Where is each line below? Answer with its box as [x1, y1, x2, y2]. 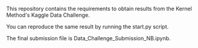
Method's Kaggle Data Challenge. [6, 11, 90, 19]
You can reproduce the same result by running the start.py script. [6, 23, 169, 30]
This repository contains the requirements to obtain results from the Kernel [6, 5, 192, 12]
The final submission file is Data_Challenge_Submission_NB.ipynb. [6, 35, 171, 41]
